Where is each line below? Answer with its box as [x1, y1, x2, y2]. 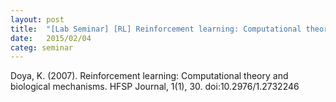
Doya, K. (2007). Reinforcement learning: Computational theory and [10, 70, 289, 82]
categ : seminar [10, 42, 74, 53]
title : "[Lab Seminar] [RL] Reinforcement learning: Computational [10, 24, 302, 34]
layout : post [10, 14, 65, 25]
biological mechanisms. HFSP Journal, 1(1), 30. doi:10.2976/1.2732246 [10, 81, 300, 93]
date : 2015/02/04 [10, 33, 92, 43]
